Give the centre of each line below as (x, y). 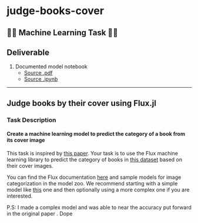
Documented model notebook (51, 66)
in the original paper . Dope (40, 214)
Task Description (31, 120)
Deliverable (28, 52)
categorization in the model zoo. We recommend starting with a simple (92, 183)
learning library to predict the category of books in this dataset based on (95, 159)
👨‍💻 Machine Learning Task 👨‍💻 (62, 33)
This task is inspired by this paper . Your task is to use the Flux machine (93, 153)
